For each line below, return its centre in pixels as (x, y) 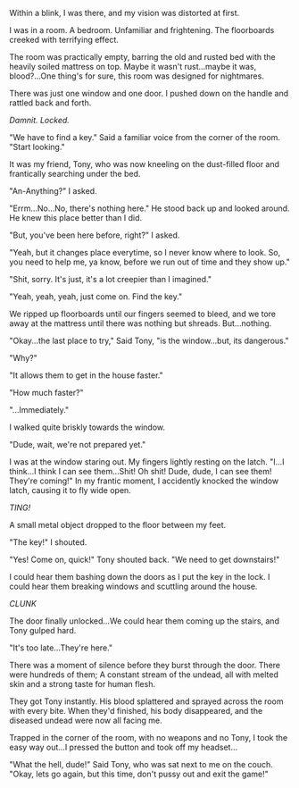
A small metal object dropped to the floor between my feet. (118, 525)
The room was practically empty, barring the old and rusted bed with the (142, 57)
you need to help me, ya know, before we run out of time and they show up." (149, 262)
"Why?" (23, 358)
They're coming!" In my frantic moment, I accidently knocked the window (144, 481)
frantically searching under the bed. (75, 174)
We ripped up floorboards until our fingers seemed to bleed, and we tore (143, 314)
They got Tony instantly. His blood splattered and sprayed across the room (146, 701)
